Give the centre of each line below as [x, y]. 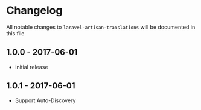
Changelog [34, 11]
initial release [31, 67]
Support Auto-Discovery [45, 100]
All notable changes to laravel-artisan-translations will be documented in [101, 27]
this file [15, 33]
